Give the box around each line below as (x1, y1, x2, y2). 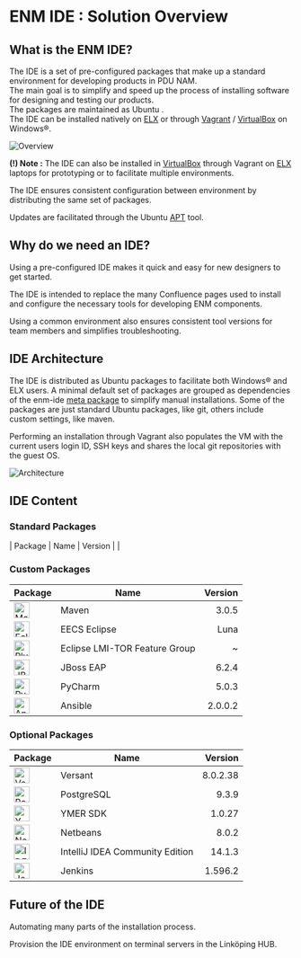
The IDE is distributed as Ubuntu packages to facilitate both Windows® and (9, 375, 288, 386)
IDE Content (9, 493, 78, 509)
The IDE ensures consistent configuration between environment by (9, 185, 258, 195)
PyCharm (60, 680, 101, 693)
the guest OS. (9, 449, 60, 460)
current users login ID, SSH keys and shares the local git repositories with (9, 440, 281, 451)
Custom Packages (9, 563, 91, 576)
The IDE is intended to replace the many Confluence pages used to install (9, 288, 281, 299)
